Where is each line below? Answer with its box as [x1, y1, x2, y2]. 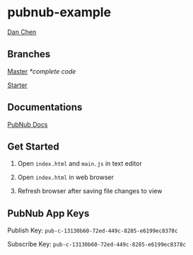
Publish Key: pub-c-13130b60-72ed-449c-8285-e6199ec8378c [7, 226, 178, 234]
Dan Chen [7, 28, 37, 36]
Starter [7, 81, 28, 89]
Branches [7, 48, 51, 60]
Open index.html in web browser [17, 173, 115, 181]
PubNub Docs [7, 120, 48, 128]
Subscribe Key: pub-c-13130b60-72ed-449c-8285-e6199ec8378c [7, 240, 186, 249]
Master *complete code [7, 67, 76, 75]
